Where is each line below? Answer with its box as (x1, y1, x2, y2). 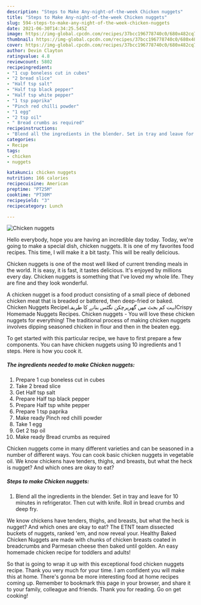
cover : (7, 42, 23, 48)
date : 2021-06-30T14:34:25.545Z (7, 25, 87, 32)
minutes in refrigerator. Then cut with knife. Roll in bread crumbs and (15, 499, 185, 506)
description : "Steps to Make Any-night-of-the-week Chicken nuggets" (7, 8, 184, 15)
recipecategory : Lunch (7, 203, 63, 209)
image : (7, 31, 23, 37)
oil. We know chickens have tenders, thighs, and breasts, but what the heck (7, 458, 193, 465)
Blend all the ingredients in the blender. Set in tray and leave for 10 (15, 493, 178, 500)
